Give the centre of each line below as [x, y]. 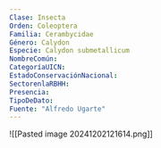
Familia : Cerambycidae [51, 34]
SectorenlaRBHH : [39, 84]
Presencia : [30, 92]
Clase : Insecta [38, 17]
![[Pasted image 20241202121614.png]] [81, 134]
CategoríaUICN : [38, 68]
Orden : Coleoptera [43, 26]
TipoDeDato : [31, 100]
